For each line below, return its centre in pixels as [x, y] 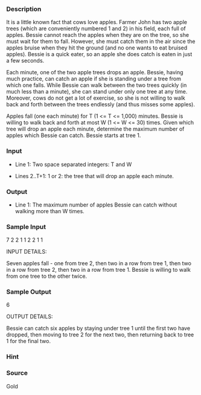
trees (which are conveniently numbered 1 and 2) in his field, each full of [96, 28]
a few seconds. [25, 61]
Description [24, 9]
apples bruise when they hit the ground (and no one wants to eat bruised [97, 48]
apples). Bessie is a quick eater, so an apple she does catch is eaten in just [99, 54]
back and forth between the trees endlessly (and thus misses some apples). [101, 104]
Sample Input [26, 226]
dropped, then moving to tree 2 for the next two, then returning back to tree [100, 335]
